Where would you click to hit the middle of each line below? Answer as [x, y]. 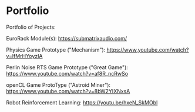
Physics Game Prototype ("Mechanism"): [56, 50]
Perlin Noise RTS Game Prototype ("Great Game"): [67, 67]
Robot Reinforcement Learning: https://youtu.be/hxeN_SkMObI [82, 102]
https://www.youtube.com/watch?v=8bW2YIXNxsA [68, 91]
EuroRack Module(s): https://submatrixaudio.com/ [67, 38]
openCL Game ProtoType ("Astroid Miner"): [58, 85]
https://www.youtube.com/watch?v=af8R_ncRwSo [67, 73]
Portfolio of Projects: [31, 27]
